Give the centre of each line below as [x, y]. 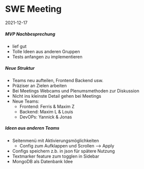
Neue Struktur [20, 68]
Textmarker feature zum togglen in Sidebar [56, 156]
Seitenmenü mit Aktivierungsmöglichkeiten [56, 141]
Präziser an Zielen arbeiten [40, 85]
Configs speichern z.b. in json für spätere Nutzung [63, 151]
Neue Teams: [26, 101]
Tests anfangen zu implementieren [47, 56]
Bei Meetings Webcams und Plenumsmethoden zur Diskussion [76, 91]
